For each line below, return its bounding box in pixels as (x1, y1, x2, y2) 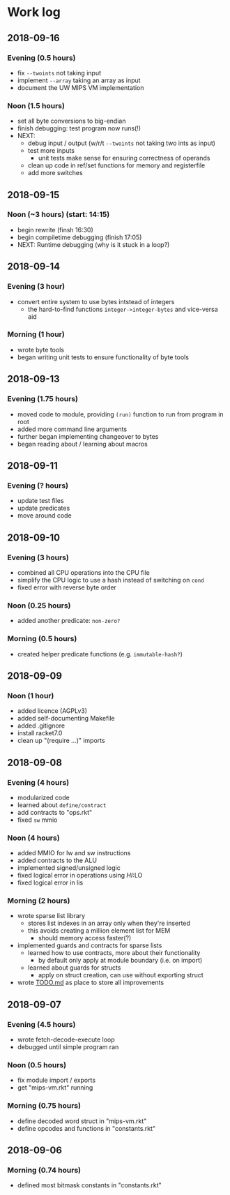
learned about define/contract (17, 800, 107, 809)
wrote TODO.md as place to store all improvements (17, 978, 164, 987)
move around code (17, 511, 72, 520)
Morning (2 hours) (7, 896, 70, 905)
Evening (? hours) (7, 481, 68, 490)
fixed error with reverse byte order (17, 583, 117, 592)
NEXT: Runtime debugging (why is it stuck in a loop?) (17, 240, 170, 248)
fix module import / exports (17, 1076, 96, 1085)
